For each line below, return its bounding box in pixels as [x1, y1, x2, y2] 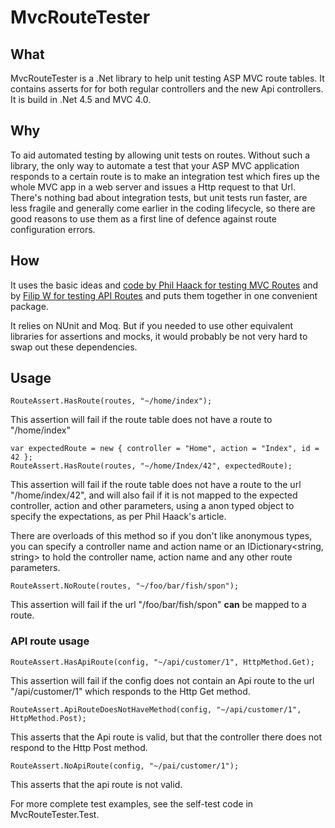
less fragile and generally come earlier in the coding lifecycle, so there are [10, 202, 316, 214]
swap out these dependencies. [10, 341, 138, 353]
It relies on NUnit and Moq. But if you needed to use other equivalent [10, 319, 294, 331]
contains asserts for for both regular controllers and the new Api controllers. [10, 83, 324, 95]
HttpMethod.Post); [10, 713, 87, 723]
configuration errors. [10, 223, 96, 235]
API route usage [10, 634, 90, 648]
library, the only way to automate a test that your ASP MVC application [10, 159, 300, 171]
